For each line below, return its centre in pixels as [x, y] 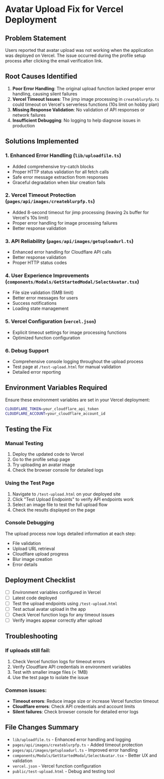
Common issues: [26, 690]
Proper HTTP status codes [40, 262]
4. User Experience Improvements [47, 275]
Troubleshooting [32, 637]
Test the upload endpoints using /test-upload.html [65, 603]
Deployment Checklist [40, 580]
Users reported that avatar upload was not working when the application [80, 50]
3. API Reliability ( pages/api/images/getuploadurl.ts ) [69, 241]
